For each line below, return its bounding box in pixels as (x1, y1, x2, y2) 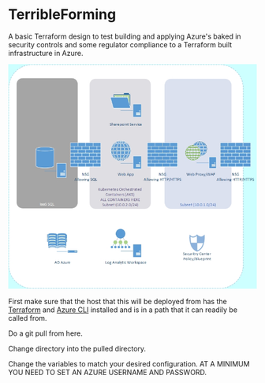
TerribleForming (8, 6, 117, 24)
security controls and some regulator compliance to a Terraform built (8, 39, 233, 49)
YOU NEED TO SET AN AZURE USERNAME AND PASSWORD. (8, 368, 207, 377)
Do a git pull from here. (8, 329, 83, 338)
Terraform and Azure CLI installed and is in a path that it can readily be (8, 305, 238, 314)
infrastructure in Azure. (8, 48, 84, 58)
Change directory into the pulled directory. (8, 344, 147, 354)
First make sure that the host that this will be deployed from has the (8, 297, 227, 307)
